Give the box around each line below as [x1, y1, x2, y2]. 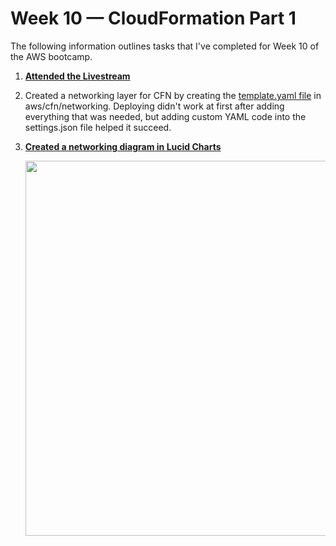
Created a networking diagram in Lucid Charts [24, 140, 222, 152]
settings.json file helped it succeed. [24, 121, 172, 133]
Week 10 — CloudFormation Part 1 [10, 7, 297, 30]
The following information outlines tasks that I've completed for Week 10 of [10, 40, 320, 52]
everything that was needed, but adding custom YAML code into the [24, 110, 307, 122]
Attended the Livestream [24, 70, 131, 82]
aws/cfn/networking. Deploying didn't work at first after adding [24, 100, 285, 112]
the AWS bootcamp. [10, 50, 93, 62]
